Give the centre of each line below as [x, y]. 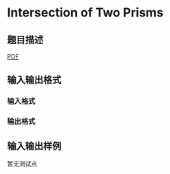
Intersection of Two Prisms [85, 13]
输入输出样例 [34, 146]
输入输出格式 [34, 80]
